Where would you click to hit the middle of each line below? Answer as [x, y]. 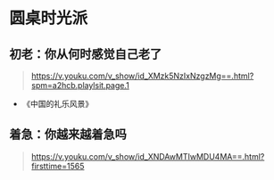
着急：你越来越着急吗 [68, 135]
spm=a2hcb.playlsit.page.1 [80, 85]
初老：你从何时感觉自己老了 [86, 54]
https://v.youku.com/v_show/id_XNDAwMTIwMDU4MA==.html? [148, 156]
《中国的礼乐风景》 [58, 104]
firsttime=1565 [58, 166]
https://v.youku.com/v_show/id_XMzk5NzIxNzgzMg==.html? [142, 76]
